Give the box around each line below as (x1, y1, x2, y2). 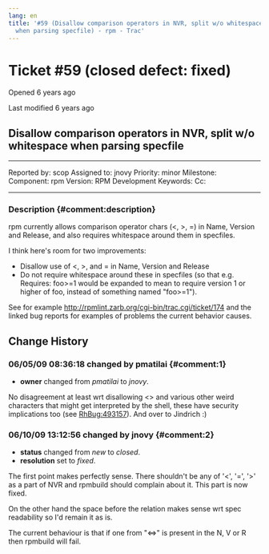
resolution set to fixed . (19, 456, 96, 466)
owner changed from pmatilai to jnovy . (19, 377, 150, 386)
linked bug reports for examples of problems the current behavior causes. (8, 311, 252, 321)
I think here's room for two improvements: (8, 246, 147, 256)
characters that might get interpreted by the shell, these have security (8, 401, 239, 410)
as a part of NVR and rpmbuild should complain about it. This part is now (8, 480, 248, 490)
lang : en (8, 11, 38, 20)
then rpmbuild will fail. (8, 536, 82, 546)
